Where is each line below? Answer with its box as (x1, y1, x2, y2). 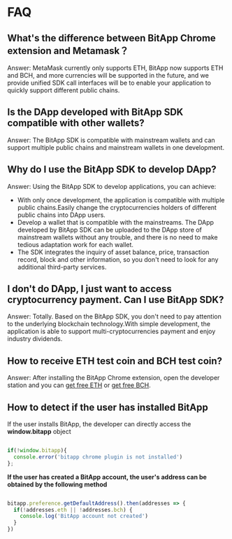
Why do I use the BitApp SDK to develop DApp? (7, 164, 217, 176)
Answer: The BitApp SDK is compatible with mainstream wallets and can (7, 136, 215, 144)
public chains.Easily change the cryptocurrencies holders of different (17, 203, 217, 211)
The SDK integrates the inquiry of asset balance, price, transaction (17, 248, 210, 256)
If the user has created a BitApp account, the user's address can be (7, 472, 208, 481)
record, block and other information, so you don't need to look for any (17, 255, 219, 263)
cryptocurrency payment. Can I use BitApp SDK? (7, 294, 224, 306)
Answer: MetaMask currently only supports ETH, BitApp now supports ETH (7, 64, 224, 72)
